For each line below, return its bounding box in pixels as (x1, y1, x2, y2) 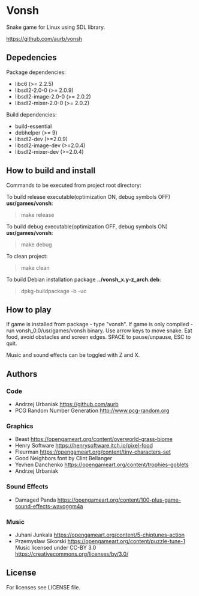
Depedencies (6, 52, 57, 63)
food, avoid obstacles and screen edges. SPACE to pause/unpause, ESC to (6, 333, 191, 341)
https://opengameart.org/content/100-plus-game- (57, 496, 181, 503)
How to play (6, 305, 52, 315)
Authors (6, 369, 38, 379)
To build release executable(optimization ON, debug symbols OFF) (6, 193, 171, 200)
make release (20, 211, 55, 218)
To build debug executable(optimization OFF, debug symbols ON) (6, 223, 168, 230)
